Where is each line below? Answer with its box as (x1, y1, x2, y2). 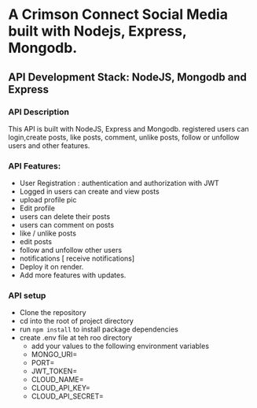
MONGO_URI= (31, 350, 78, 359)
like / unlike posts (19, 228, 77, 238)
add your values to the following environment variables (31, 341, 210, 351)
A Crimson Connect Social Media (8, 6, 228, 24)
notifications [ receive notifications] (19, 254, 135, 263)
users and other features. (8, 140, 90, 150)
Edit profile (19, 203, 55, 213)
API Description (8, 106, 69, 117)
